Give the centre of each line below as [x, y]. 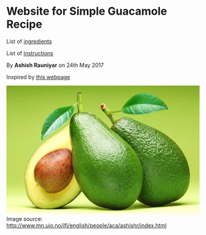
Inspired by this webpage [38, 77]
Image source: [25, 218]
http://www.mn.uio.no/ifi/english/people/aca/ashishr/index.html [86, 225]
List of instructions [30, 53]
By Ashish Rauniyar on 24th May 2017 [55, 65]
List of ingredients [29, 41]
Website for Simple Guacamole [87, 11]
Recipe [25, 24]
